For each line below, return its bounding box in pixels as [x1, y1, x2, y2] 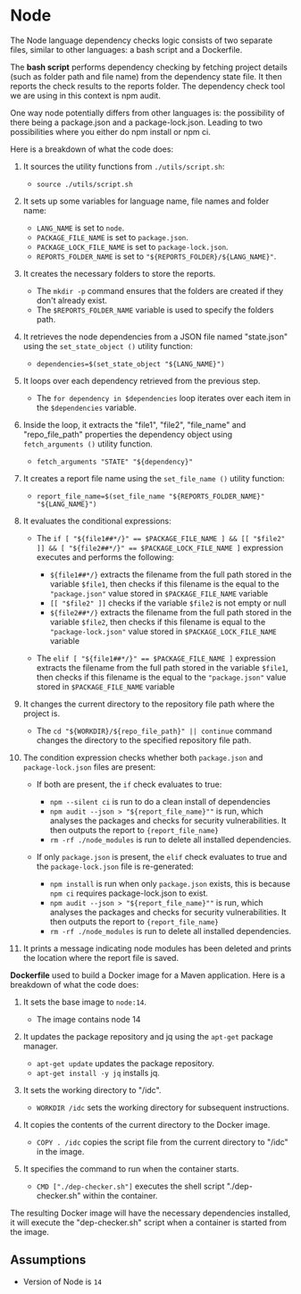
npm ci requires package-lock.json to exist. [49, 888, 209, 898]
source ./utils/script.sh [36, 179, 133, 188]
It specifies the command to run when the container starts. [22, 1163, 239, 1174]
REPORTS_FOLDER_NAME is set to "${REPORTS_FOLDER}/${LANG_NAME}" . [36, 251, 277, 262]
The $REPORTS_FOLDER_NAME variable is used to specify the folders [36, 305, 274, 315]
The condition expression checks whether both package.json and [22, 752, 263, 763]
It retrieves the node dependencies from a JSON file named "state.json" [22, 331, 288, 342]
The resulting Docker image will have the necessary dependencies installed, [10, 1207, 291, 1218]
